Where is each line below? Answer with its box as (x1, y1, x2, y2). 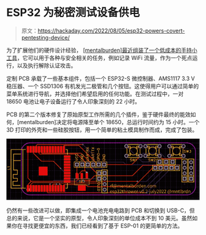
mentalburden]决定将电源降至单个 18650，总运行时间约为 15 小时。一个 (19, 118, 200, 125)
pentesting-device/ (21, 34, 70, 41)
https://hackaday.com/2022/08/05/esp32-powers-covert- (37, 27, 185, 34)
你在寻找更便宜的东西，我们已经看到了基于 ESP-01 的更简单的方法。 (11, 222, 183, 229)
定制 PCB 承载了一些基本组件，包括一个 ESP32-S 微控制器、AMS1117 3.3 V (6, 75, 195, 82)
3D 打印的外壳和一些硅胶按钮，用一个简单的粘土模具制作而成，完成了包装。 (6, 126, 198, 133)
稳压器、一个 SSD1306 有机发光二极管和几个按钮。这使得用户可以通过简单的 (6, 82, 199, 89)
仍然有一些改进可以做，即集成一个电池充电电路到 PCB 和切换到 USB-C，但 (6, 206, 195, 214)
